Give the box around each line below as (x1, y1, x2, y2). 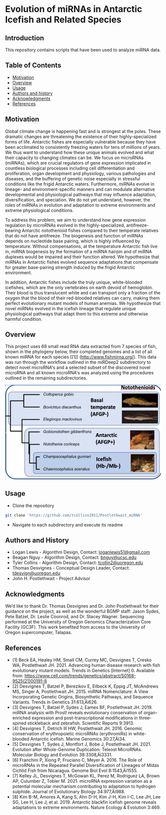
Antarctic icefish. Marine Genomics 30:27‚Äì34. (30, 736, 126, 742)
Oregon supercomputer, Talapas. (5, 630, 73, 636)
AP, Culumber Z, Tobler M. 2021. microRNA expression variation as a (12, 778, 152, 784)
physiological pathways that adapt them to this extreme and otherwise (5, 311, 148, 317)
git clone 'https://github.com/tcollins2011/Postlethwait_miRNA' (5, 513, 142, 518)
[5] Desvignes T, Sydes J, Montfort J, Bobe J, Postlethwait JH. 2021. (12, 741, 152, 747)
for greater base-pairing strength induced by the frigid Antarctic (5, 264, 136, 270)
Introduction (5, 34, 44, 42)
